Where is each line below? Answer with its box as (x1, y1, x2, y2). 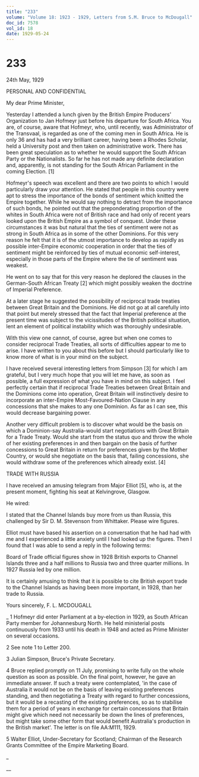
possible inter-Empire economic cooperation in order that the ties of (6, 243, 172, 250)
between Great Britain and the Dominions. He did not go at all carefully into (6, 304, 189, 311)
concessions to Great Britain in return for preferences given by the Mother (6, 446, 188, 453)
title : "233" (6, 8, 39, 15)
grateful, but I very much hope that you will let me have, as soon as (6, 371, 170, 378)
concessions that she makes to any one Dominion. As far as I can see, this (6, 403, 188, 410)
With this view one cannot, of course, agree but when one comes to (6, 334, 172, 341)
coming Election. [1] (6, 168, 55, 175)
